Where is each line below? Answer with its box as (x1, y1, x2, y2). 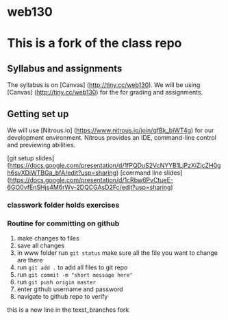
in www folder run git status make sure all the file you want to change (16, 249, 218, 257)
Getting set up (7, 108, 69, 120)
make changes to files (16, 234, 80, 243)
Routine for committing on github (7, 219, 120, 228)
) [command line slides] (116, 169, 183, 177)
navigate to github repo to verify (16, 293, 108, 301)
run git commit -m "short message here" (16, 271, 133, 279)
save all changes (16, 241, 65, 250)
